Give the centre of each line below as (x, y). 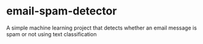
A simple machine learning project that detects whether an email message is (101, 28)
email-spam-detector (62, 11)
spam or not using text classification (52, 34)
